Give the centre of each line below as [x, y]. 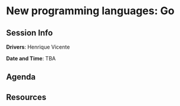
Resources [26, 97]
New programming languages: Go [90, 11]
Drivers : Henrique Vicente [38, 47]
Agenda [21, 77]
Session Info [30, 33]
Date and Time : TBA [31, 58]
